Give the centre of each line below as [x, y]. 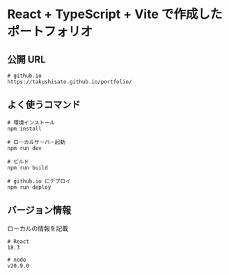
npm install [24, 128]
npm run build [28, 167]
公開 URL [27, 59]
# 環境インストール [31, 122]
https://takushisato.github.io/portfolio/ [70, 82]
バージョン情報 [39, 210]
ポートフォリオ [50, 32]
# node [17, 260]
